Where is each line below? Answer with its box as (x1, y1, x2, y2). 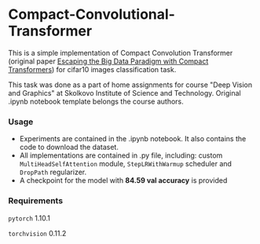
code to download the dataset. (19, 143, 119, 152)
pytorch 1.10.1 (8, 213, 51, 223)
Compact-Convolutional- (8, 5, 175, 24)
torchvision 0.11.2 (8, 228, 67, 238)
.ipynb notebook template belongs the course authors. (8, 97, 185, 106)
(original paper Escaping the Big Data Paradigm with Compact (8, 56, 209, 66)
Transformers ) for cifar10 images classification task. (8, 64, 177, 74)
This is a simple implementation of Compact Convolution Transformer (8, 48, 233, 57)
